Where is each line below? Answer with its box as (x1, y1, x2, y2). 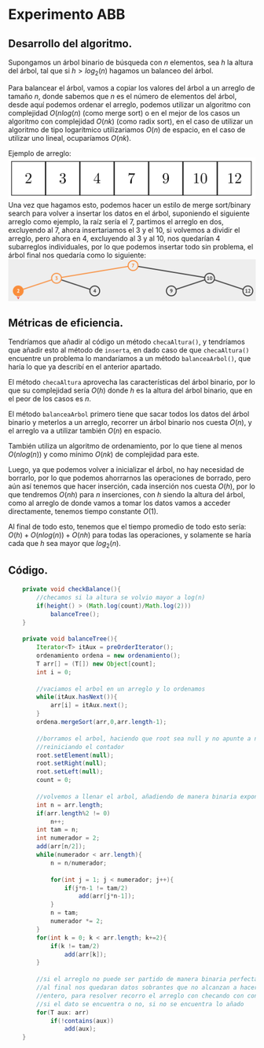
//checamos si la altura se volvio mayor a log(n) (36, 593, 206, 601)
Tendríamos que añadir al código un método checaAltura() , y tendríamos (8, 337, 245, 347)
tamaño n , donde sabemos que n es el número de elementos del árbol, (8, 91, 237, 101)
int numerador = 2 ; (36, 834, 101, 843)
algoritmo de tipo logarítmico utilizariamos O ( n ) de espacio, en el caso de (8, 124, 246, 135)
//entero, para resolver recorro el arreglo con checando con (36, 991, 244, 1000)
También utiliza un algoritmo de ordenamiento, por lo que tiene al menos (8, 441, 243, 451)
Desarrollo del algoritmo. (8, 37, 133, 50)
